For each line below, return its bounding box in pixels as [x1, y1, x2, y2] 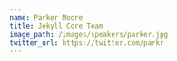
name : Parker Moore [9, 13, 84, 22]
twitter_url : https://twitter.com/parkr [9, 38, 165, 48]
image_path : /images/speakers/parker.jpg [9, 30, 169, 39]
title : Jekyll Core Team [9, 22, 103, 30]
